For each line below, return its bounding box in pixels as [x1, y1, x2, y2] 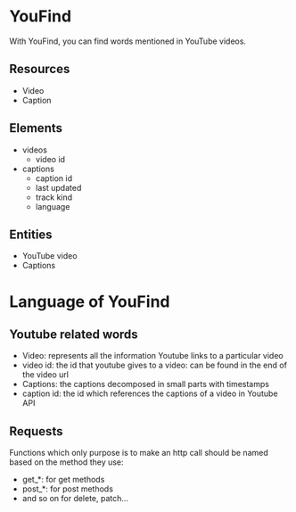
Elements [9, 120, 63, 136]
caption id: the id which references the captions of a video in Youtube [21, 388, 278, 399]
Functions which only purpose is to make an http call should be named [9, 448, 269, 458]
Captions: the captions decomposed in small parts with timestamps [21, 379, 270, 390]
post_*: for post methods [21, 483, 114, 494]
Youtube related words [9, 326, 138, 342]
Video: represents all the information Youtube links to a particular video [21, 351, 284, 361]
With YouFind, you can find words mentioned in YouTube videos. [9, 36, 247, 46]
